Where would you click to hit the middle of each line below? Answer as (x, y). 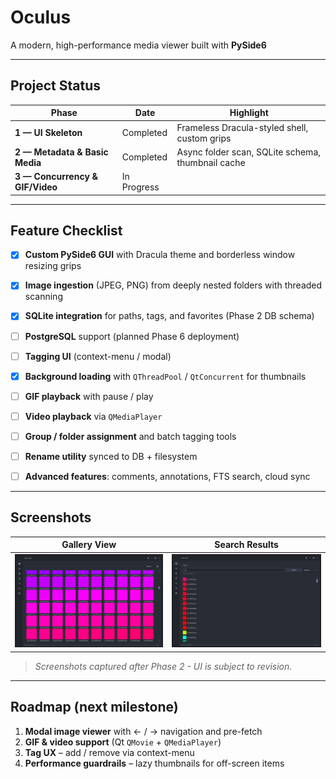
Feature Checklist (66, 230)
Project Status (56, 86)
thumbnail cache (211, 162)
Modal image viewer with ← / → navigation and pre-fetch (143, 731)
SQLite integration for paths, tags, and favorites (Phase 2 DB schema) (169, 316)
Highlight (249, 113)
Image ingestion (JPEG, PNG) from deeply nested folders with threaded (173, 285)
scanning (43, 297)
